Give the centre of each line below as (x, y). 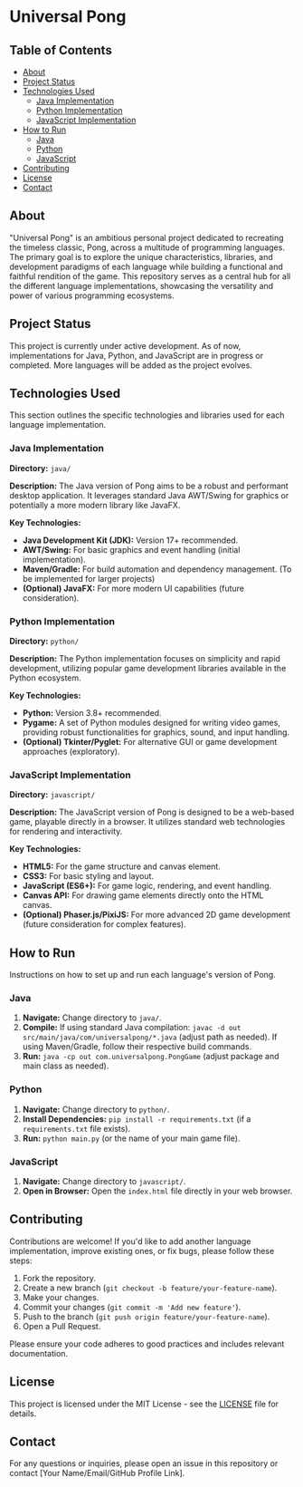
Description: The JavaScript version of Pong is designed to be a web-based (152, 812)
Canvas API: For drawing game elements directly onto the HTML (143, 895)
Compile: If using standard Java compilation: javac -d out (132, 1028)
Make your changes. (61, 1297)
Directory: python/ (44, 642)
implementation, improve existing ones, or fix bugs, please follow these (142, 1250)
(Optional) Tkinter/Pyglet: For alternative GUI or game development (150, 742)
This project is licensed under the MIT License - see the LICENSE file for (144, 1404)
